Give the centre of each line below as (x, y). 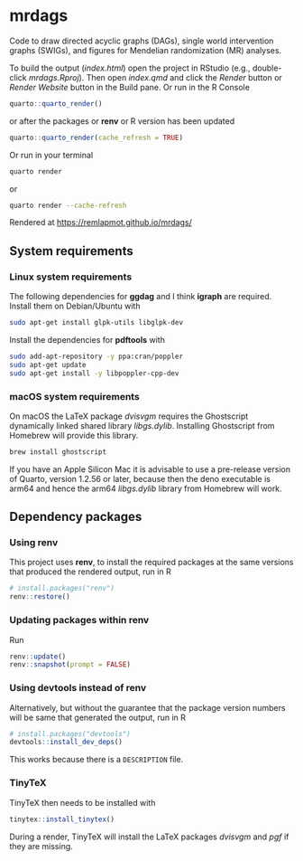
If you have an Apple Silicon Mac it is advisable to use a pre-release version (150, 469)
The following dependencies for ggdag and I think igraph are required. (141, 297)
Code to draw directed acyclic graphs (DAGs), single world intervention (142, 41)
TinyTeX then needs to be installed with (83, 802)
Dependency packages (76, 517)
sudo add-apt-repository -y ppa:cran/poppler (96, 356)
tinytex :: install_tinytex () (62, 819)
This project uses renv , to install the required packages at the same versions (151, 563)
